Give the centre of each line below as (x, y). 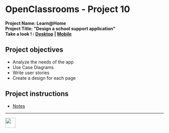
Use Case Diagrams (33, 67)
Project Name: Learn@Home (36, 23)
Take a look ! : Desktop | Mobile (38, 34)
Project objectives (34, 50)
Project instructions (37, 94)
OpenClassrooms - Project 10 (68, 9)
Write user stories (31, 73)
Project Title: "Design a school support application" (60, 28)
